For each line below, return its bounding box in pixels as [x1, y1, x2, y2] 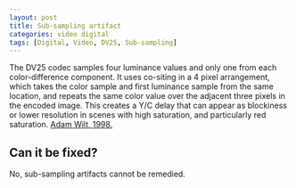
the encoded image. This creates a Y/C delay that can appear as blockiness [9, 100, 288, 111]
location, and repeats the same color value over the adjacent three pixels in [9, 91, 285, 102]
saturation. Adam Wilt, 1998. [9, 119, 113, 130]
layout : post [9, 12, 58, 22]
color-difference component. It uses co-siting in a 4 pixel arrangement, [9, 72, 270, 83]
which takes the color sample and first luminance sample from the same [9, 81, 274, 92]
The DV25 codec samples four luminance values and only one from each [9, 62, 277, 73]
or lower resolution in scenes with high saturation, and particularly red [9, 110, 267, 120]
